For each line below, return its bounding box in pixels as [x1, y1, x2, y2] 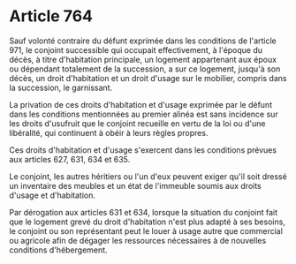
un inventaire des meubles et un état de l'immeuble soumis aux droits [9, 180, 262, 191]
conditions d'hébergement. [9, 245, 108, 255]
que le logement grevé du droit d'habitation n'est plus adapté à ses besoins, [9, 216, 285, 227]
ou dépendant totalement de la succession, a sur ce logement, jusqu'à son [9, 64, 281, 74]
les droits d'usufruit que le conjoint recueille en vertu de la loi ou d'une [9, 117, 266, 129]
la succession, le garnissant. [9, 82, 113, 93]
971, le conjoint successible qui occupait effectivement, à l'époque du [9, 44, 263, 55]
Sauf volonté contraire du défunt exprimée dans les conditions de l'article [9, 35, 277, 46]
